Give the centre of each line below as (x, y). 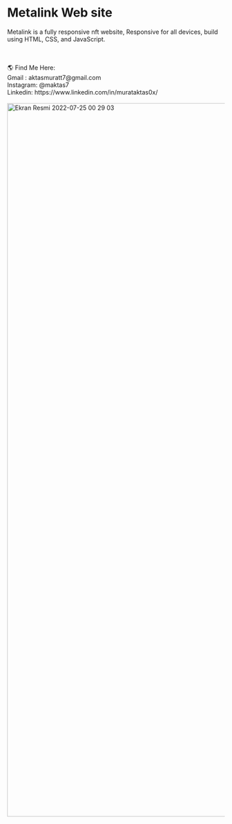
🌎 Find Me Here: (31, 68)
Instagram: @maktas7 (38, 85)
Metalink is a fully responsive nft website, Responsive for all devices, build (113, 32)
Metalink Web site (60, 13)
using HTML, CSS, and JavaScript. (56, 39)
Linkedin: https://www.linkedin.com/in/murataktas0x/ (83, 92)
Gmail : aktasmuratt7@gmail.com (54, 77)
